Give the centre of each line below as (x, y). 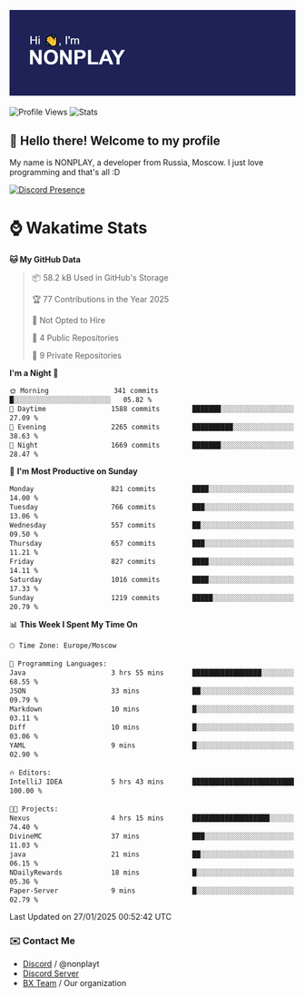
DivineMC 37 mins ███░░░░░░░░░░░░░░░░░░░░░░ (152, 836)
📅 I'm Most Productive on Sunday (74, 471)
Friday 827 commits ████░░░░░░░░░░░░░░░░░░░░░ (152, 561)
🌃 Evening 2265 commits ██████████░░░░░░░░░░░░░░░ (152, 427)
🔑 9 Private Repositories (77, 355)
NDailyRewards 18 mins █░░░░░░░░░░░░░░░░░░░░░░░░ (152, 873)
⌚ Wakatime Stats (79, 228)
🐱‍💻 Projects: (34, 809)
